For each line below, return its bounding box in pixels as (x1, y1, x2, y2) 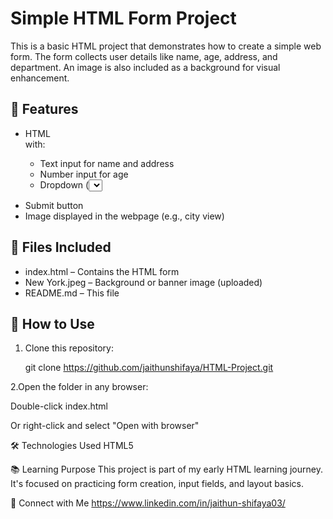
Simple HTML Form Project (10, 7, 237, 30)
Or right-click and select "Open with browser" (10, 420, 200, 432)
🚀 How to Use (10, 315, 95, 332)
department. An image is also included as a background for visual (10, 61, 281, 73)
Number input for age (39, 168, 129, 180)
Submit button (24, 199, 84, 211)
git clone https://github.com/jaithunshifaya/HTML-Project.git (24, 362, 274, 374)
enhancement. (10, 72, 70, 84)
